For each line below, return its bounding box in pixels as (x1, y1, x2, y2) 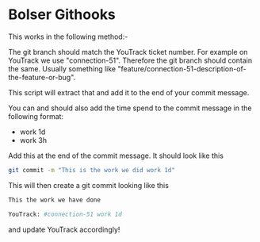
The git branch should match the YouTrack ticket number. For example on (8, 47, 248, 56)
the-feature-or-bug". (8, 72, 76, 82)
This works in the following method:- (8, 32, 128, 41)
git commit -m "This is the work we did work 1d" (8, 166, 176, 174)
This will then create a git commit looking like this (8, 180, 169, 190)
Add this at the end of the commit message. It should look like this (8, 151, 224, 160)
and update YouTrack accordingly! (8, 225, 120, 234)
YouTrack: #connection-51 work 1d (8, 210, 123, 218)
